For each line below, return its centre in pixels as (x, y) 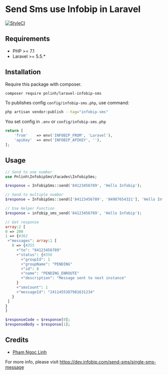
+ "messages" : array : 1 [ (32, 241)
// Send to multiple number (34, 195)
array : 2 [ (15, 227)
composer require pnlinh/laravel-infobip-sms (53, 93)
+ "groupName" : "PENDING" (46, 264)
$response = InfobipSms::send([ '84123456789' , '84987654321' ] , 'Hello (80, 200)
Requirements (27, 39)
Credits (17, 340)
